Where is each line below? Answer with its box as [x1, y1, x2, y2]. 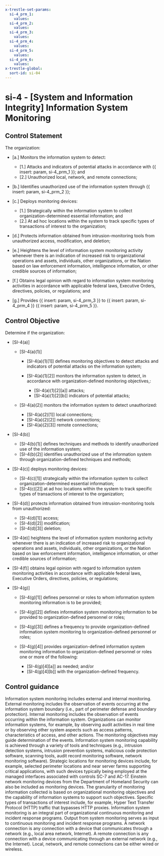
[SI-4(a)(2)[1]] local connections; [26, 411, 93, 418]
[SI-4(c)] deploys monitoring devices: [12, 466, 88, 472]
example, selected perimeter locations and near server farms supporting [5, 763, 151, 769]
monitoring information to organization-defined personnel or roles [19, 648, 152, 654]
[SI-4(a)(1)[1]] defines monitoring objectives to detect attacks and [26, 358, 159, 364]
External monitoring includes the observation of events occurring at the [5, 701, 149, 707]
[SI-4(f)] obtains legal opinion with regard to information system [12, 565, 141, 571]
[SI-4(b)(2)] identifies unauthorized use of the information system [19, 451, 152, 457]
